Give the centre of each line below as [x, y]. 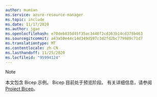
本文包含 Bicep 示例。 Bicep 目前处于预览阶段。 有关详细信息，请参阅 [79, 83]
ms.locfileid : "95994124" [33, 57]
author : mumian [21, 10]
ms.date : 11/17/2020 [27, 24]
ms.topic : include [25, 19]
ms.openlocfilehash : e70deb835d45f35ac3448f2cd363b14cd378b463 [74, 34]
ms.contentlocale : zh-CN [32, 48]
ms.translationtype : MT [31, 43]
